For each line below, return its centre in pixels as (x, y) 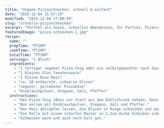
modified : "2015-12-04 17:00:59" (39, 18)
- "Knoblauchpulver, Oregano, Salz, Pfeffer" (61, 91)
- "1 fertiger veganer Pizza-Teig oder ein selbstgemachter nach (82, 69)
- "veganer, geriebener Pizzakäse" (50, 86)
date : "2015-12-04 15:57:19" (35, 14)
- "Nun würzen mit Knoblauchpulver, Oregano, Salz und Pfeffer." (82, 105)
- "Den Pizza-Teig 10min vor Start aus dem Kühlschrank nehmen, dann (86, 100)
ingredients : (23, 64)
